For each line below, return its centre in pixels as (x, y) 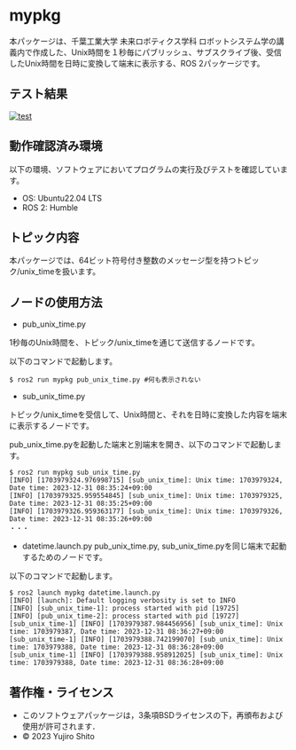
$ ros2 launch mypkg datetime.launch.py (85, 593)
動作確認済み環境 (56, 146)
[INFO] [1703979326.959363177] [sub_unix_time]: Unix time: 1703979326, (146, 511)
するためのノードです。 (65, 557)
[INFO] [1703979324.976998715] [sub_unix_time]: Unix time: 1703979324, (146, 480)
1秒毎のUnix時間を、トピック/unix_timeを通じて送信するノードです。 (134, 343)
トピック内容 (44, 237)
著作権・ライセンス (62, 692)
